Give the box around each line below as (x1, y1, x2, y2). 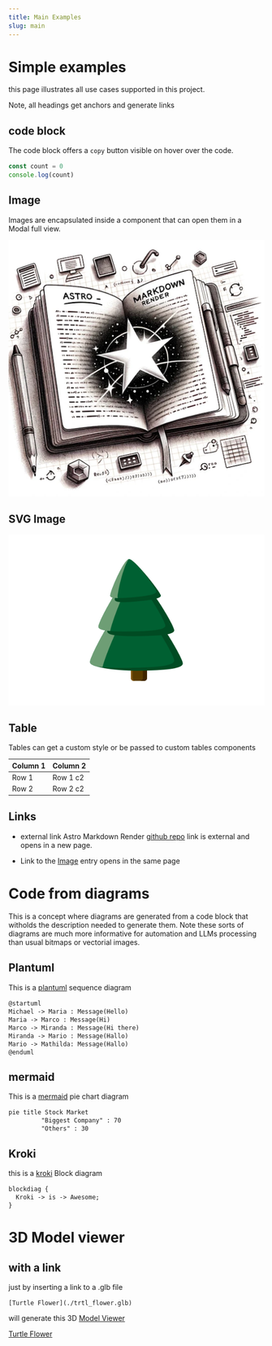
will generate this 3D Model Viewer (8, 1313, 126, 1323)
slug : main (8, 21, 45, 30)
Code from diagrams (8, 884, 150, 902)
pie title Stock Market (8, 1108, 89, 1117)
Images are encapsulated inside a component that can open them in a (8, 215, 242, 225)
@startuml (8, 999, 42, 1007)
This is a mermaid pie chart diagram (8, 1091, 129, 1102)
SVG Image (8, 513, 67, 527)
